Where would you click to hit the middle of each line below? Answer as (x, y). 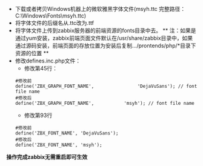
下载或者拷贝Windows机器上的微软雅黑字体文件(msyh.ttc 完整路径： (100, 9)
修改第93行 (38, 115)
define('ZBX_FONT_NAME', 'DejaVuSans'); (67, 133)
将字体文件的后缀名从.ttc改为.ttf (54, 23)
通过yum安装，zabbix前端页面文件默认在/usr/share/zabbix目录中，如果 (104, 38)
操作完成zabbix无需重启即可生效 (47, 157)
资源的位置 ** (32, 53)
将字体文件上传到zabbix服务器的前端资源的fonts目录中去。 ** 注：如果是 (105, 30)
